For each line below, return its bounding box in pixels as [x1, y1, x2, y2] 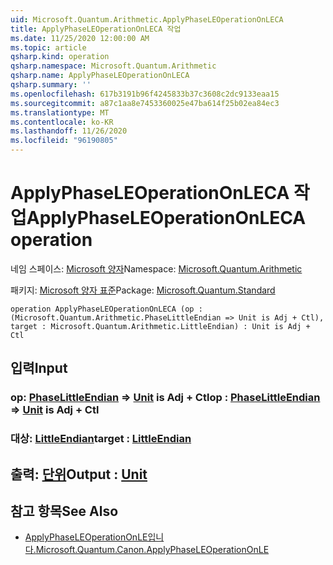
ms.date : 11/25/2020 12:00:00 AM [10, 33, 150, 43]
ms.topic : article [10, 42, 87, 53]
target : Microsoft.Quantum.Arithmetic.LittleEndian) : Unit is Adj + [10, 321, 311, 331]
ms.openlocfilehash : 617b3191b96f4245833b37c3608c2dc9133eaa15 [10, 89, 280, 99]
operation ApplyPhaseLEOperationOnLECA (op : [10, 304, 203, 314]
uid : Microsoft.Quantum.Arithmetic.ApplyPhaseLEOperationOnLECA [10, 14, 284, 25]
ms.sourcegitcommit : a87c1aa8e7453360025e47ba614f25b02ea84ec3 [10, 98, 280, 108]
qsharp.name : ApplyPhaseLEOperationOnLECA [10, 71, 190, 81]
